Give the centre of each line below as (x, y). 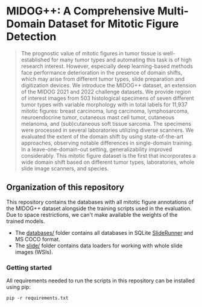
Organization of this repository (65, 188)
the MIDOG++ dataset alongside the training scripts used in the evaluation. (99, 208)
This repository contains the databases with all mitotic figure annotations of (100, 202)
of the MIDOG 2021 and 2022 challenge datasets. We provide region (106, 91)
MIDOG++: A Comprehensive (81, 11)
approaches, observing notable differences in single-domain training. (107, 143)
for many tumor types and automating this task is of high (121, 60)
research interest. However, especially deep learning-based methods (107, 66)
